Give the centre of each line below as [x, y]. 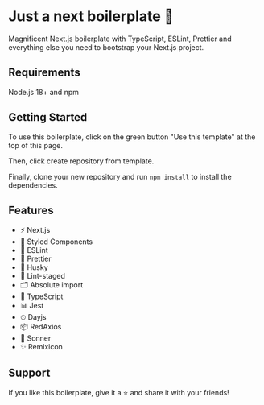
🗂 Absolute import [52, 285]
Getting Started [48, 117]
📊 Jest [32, 306]
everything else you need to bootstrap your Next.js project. [106, 47]
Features [31, 210]
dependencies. [33, 185]
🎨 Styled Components [56, 242]
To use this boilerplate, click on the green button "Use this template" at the [132, 137]
